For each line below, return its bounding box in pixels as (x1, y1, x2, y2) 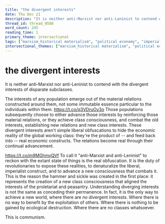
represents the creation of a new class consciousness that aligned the (5, 178, 147, 184)
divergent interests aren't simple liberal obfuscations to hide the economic (5, 127, 156, 133)
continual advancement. (5, 143, 54, 149)
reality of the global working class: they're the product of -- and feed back (5, 132, 156, 138)
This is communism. (5, 214, 46, 220)
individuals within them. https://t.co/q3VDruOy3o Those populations (5, 106, 143, 112)
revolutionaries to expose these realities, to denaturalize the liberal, (5, 163, 141, 168)
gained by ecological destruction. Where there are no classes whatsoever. (5, 204, 155, 210)
